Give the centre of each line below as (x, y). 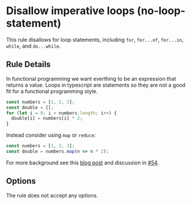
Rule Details (29, 65)
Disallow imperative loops (71, 11)
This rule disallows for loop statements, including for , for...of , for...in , (95, 39)
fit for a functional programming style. (52, 91)
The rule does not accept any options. (52, 195)
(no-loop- (161, 11)
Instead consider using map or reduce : (51, 135)
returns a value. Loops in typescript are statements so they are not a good (96, 85)
